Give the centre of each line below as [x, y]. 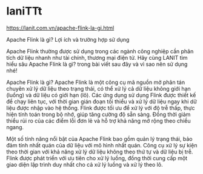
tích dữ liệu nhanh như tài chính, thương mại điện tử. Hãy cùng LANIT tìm [97, 57]
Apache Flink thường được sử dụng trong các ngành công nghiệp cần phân [100, 51]
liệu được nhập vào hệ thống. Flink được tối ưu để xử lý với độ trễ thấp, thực [101, 108]
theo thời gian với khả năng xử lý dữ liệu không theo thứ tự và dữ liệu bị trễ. [100, 152]
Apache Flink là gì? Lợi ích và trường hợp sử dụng [68, 39]
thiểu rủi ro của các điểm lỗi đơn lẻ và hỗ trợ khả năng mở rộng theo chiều [98, 121]
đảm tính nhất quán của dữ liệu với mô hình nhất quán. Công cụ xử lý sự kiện [102, 145]
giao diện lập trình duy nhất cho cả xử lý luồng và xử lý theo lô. [85, 164]
